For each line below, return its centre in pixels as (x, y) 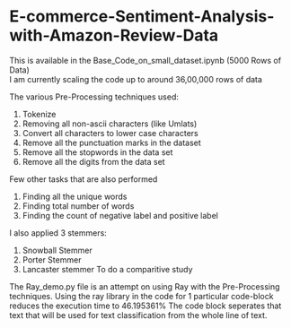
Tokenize (39, 114)
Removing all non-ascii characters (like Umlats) (110, 124)
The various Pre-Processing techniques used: (94, 97)
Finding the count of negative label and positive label (120, 215)
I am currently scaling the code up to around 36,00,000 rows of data (136, 79)
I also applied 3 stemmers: (58, 233)
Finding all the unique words (75, 196)
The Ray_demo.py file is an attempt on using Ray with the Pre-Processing (145, 286)
